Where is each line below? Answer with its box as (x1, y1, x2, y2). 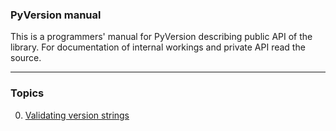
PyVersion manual (10, 8, 102, 22)
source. (10, 52, 42, 64)
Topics (10, 86, 45, 100)
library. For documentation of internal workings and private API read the (10, 41, 306, 53)
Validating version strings (24, 109, 130, 121)
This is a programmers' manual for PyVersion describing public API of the (10, 31, 313, 43)
